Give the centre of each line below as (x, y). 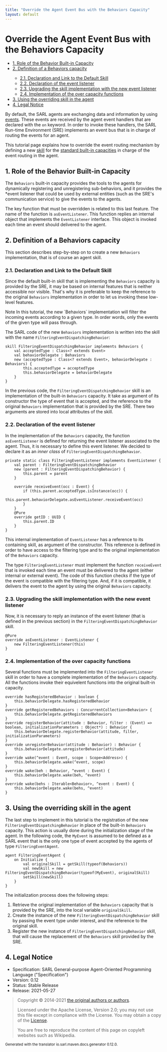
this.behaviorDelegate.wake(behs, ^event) (59, 788)
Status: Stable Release (35, 985)
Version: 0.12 (25, 980)
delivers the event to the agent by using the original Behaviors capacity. (78, 586)
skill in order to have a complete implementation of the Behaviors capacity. (82, 677)
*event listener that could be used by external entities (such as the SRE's (80, 194)
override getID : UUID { (40, 517)
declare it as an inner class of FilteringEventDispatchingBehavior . (73, 451)
